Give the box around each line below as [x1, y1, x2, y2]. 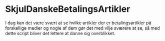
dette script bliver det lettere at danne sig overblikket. [5, 30, 115, 36]
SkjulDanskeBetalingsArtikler [5, 3, 130, 15]
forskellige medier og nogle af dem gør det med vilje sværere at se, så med [5, 25, 160, 31]
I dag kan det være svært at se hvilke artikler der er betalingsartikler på [5, 20, 151, 26]
